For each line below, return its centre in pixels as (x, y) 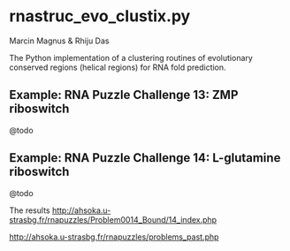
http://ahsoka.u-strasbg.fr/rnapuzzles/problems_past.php (114, 237)
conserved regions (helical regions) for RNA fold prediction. (118, 67)
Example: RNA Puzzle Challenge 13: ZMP (124, 95)
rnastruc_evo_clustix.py (100, 16)
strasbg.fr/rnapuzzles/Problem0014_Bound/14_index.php (113, 219)
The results (30, 210)
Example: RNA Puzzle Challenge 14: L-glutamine (145, 158)
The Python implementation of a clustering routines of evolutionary (131, 57)
